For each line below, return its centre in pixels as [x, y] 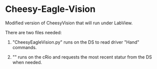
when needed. [27, 62]
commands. [24, 47]
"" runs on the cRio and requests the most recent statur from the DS [82, 57]
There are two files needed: [34, 32]
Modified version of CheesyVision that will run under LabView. [69, 23]
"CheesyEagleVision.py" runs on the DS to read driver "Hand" [76, 42]
